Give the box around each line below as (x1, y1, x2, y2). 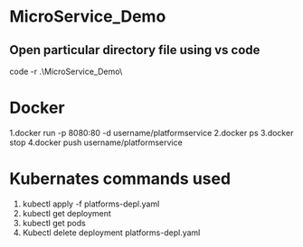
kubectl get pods (22, 217, 86, 228)
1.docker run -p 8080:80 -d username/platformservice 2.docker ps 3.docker (9, 127, 294, 138)
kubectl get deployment (22, 207, 111, 218)
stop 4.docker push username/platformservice (9, 137, 183, 148)
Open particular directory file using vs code (9, 42, 260, 58)
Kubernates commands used (9, 169, 232, 189)
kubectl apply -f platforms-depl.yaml (22, 198, 160, 209)
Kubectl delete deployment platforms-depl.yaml (22, 227, 201, 238)
